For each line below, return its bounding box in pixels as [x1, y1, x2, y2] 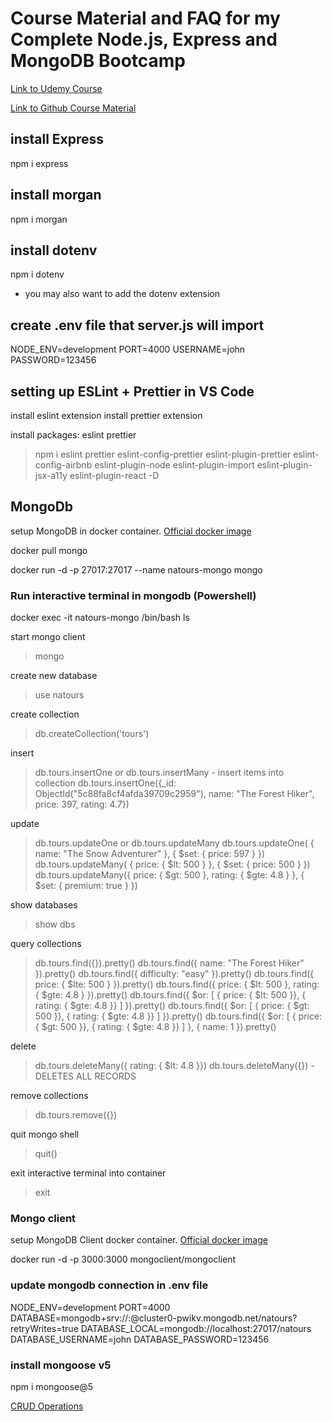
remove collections [10, 1090, 89, 1102]
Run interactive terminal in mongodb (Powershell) [10, 588, 257, 602]
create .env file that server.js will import [10, 317, 265, 334]
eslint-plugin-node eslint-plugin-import [94, 459, 255, 471]
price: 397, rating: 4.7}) [34, 798, 130, 811]
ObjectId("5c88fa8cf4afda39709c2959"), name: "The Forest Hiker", [34, 788, 315, 800]
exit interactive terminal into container [10, 1167, 167, 1179]
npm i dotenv [10, 268, 65, 281]
